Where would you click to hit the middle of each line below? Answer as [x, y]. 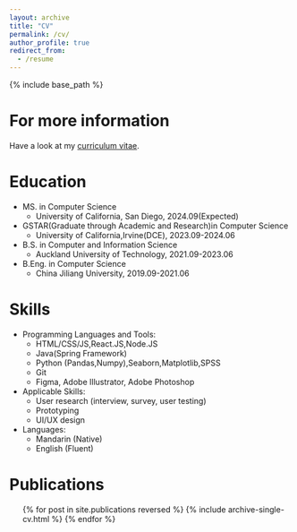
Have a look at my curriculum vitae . [75, 145]
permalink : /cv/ [39, 34]
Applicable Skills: [54, 391]
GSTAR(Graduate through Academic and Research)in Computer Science [155, 226]
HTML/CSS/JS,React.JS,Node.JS [97, 343]
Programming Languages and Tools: [89, 334]
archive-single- [256, 509]
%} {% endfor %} [84, 519]
